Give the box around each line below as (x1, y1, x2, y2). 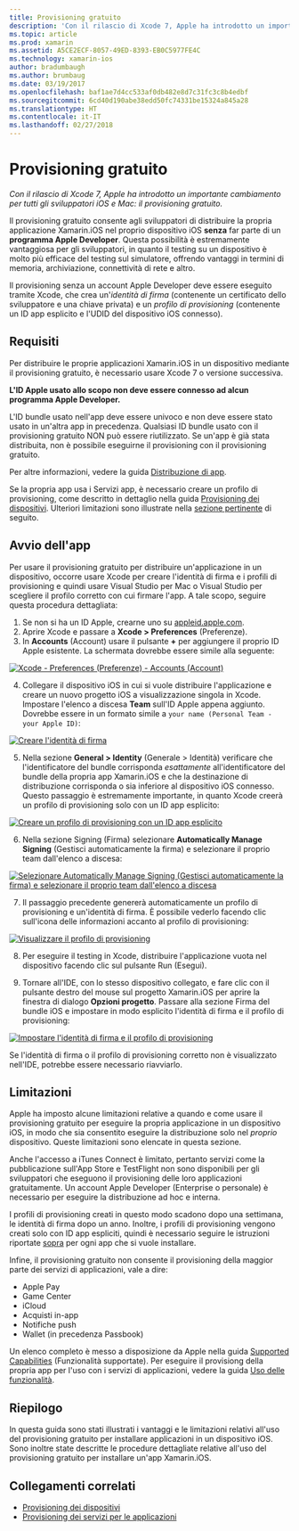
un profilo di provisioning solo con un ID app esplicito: (21, 799, 220, 810)
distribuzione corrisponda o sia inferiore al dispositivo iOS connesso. (21, 781, 275, 791)
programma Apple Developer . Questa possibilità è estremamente (9, 233, 250, 245)
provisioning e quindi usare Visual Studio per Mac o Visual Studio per (9, 580, 263, 591)
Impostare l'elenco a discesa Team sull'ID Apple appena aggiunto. (21, 699, 265, 709)
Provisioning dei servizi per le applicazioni (21, 1511, 177, 1522)
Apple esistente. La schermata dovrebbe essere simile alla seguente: (21, 645, 275, 656)
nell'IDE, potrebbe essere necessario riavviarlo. (9, 1059, 183, 1069)
